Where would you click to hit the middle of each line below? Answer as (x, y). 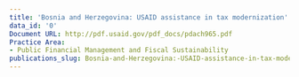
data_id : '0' (33, 26)
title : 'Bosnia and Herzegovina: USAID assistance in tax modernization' (149, 17)
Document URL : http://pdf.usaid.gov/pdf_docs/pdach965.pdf (121, 34)
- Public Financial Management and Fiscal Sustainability (119, 50)
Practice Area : (37, 42)
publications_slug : (45, 58)
